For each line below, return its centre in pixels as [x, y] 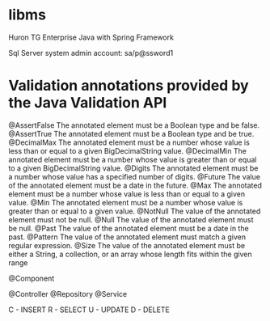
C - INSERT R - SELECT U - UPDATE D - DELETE [89, 310]
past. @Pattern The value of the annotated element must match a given [127, 237]
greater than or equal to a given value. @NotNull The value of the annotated [135, 211]
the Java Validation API [88, 103]
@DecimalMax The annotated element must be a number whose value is [129, 142]
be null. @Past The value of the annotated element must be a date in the [129, 228]
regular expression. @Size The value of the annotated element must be [127, 245]
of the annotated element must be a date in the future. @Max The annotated [135, 185]
